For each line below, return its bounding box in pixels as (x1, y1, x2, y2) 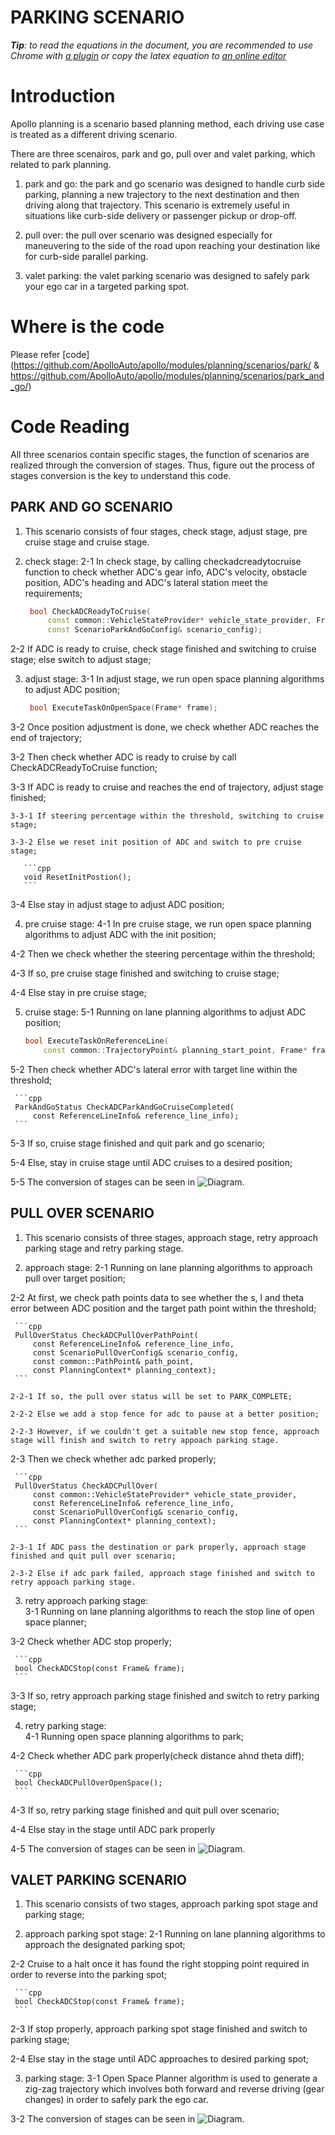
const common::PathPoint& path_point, (32, 1356, 195, 1366)
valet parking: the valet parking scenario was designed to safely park (24, 269, 310, 281)
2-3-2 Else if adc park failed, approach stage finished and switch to (10, 1568, 315, 1578)
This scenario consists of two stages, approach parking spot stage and (24, 1898, 318, 1910)
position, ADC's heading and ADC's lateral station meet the (24, 576, 268, 588)
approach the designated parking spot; (24, 1939, 186, 1951)
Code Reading (10, 416, 130, 438)
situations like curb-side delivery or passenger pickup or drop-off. (24, 209, 298, 221)
